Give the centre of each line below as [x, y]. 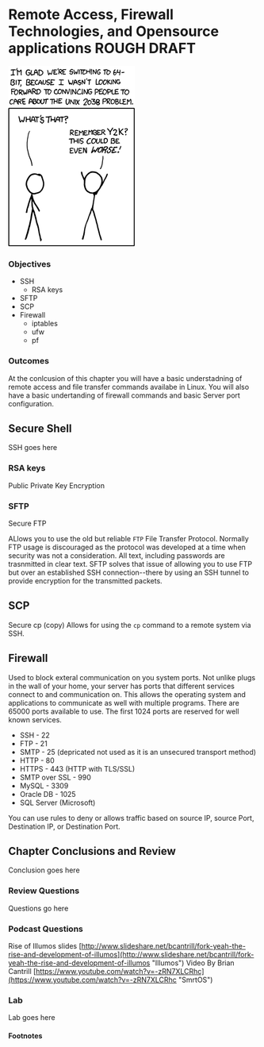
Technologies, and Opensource [114, 31]
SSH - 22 [34, 735]
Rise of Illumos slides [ [45, 945]
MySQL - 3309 [44, 785]
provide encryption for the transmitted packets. [85, 580]
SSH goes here [33, 448]
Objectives [30, 264]
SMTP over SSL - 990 [55, 777]
